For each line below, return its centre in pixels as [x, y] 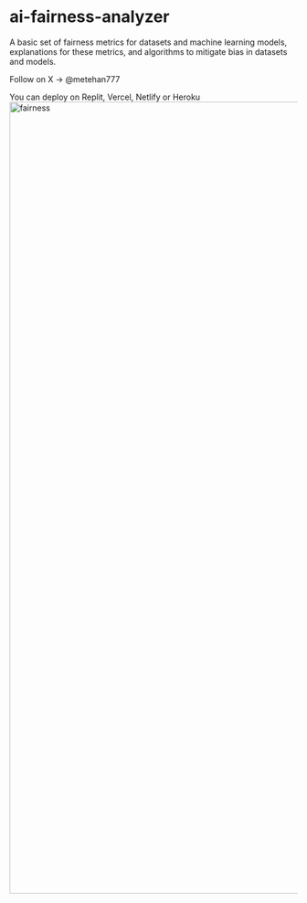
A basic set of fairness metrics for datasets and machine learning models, [148, 42]
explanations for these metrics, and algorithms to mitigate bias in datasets [148, 51]
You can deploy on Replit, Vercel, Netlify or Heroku [105, 97]
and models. [33, 61]
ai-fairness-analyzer [90, 17]
